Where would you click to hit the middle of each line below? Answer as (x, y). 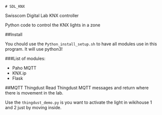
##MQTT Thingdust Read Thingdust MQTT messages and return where (77, 88)
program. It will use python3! (34, 49)
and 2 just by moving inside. (33, 107)
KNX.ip (19, 73)
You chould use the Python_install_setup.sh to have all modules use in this (81, 44)
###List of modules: (25, 58)
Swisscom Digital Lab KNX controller (42, 16)
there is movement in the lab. (34, 93)
